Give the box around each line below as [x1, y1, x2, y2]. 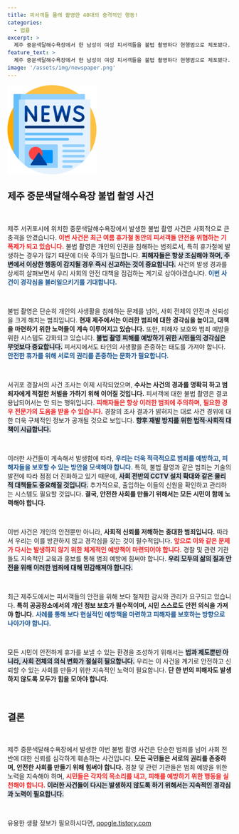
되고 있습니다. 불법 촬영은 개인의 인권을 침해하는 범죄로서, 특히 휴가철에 [26, 242, 223, 250]
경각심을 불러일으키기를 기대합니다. [20, 278, 117, 286]
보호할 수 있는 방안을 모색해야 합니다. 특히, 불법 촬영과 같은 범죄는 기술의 [31, 462, 232, 471]
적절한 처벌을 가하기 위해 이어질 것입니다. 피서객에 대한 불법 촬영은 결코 [31, 389, 228, 397]
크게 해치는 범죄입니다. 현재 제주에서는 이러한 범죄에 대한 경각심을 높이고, [14, 315, 216, 324]
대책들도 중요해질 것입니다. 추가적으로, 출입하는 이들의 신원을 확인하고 [14, 480, 208, 489]
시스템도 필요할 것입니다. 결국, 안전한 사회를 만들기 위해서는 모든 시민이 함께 [14, 489, 224, 498]
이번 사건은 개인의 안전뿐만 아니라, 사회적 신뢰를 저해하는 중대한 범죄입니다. [7, 527, 216, 536]
